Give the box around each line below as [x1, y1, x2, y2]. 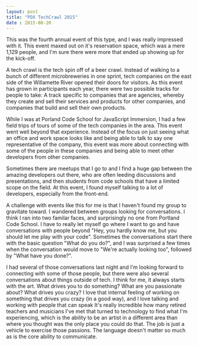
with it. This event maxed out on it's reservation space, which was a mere [6, 42, 185, 49]
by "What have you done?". [6, 252, 73, 259]
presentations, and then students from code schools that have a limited [6, 177, 180, 185]
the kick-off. [6, 55, 35, 62]
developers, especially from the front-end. [6, 191, 109, 198]
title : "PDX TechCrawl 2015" [6, 14, 78, 20]
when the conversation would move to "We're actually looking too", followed [6, 246, 192, 253]
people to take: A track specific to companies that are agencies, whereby [6, 91, 184, 99]
